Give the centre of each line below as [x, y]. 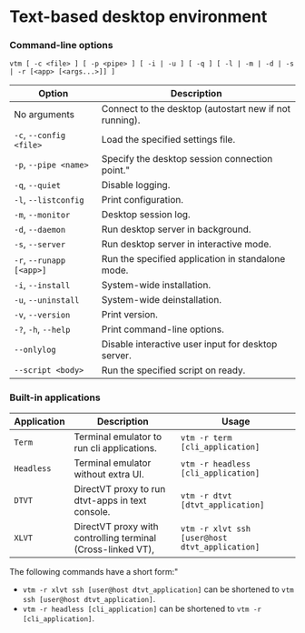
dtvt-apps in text [110, 500]
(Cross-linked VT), [114, 549]
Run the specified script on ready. [173, 370]
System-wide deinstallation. [162, 300]
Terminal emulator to [118, 437]
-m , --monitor [42, 215]
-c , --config [40, 136]
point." [115, 170]
